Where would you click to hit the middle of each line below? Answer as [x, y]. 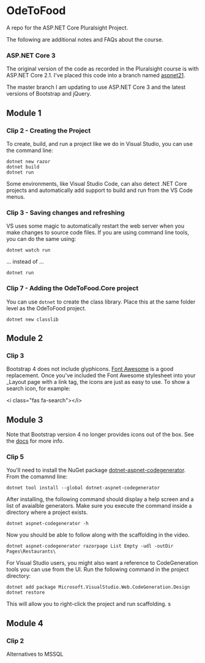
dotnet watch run [28, 250]
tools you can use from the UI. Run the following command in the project [98, 569]
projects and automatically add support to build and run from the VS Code [99, 190]
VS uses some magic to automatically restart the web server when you [95, 226]
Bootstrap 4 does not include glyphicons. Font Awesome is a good [90, 369]
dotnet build [23, 167]
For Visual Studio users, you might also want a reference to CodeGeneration [102, 563]
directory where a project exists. [47, 512]
